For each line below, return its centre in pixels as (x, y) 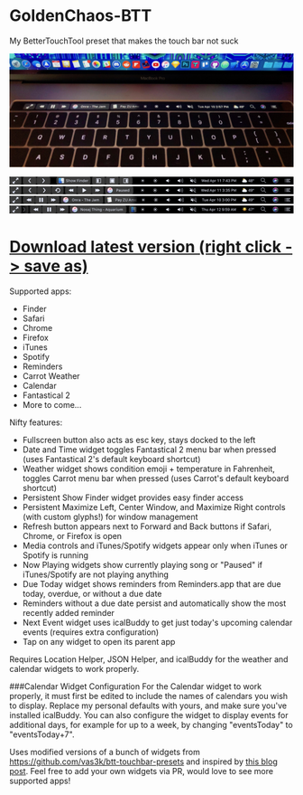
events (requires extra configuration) (91, 632)
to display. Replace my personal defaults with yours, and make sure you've (148, 705)
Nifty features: (36, 422)
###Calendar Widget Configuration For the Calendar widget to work (136, 686)
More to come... (52, 404)
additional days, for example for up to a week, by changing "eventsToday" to (151, 724)
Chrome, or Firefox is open (72, 535)
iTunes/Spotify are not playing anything (96, 574)
